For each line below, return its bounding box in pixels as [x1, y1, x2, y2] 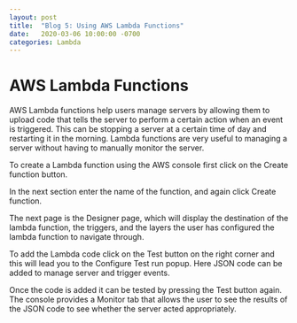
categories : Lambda [9, 37, 82, 47]
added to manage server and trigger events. [9, 267, 170, 279]
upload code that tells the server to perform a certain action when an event [9, 114, 284, 125]
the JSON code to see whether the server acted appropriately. [9, 304, 237, 314]
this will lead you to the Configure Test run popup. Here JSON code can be [9, 258, 283, 269]
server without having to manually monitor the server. [9, 142, 205, 153]
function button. [9, 169, 68, 180]
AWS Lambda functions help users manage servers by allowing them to [9, 105, 270, 116]
